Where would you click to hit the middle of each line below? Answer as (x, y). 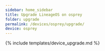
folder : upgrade (22, 19)
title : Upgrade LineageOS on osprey (44, 15)
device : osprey (21, 29)
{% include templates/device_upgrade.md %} (52, 43)
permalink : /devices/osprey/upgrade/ (45, 24)
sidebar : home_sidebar (29, 10)
